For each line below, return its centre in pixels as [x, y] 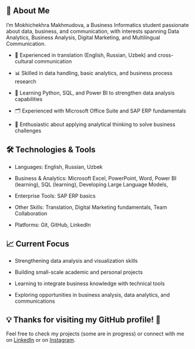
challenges [28, 130]
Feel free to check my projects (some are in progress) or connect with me [95, 334]
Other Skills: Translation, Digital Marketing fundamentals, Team [91, 207]
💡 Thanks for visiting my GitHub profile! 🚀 [83, 319]
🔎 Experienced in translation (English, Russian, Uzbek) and [85, 55]
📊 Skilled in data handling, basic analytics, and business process [93, 73]
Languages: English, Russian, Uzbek [58, 167]
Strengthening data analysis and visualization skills [76, 261]
